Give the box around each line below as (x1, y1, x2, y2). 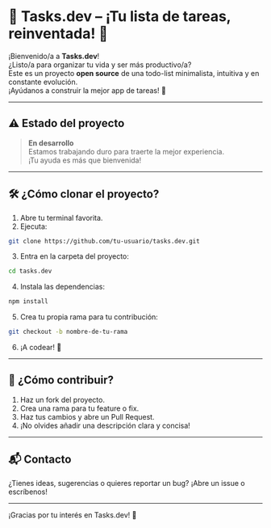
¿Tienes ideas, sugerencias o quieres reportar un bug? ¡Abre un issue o (8, 478, 245, 488)
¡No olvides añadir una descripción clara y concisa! (19, 420, 191, 430)
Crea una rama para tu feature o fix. (19, 403, 140, 413)
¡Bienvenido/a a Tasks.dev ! (8, 51, 100, 61)
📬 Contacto (8, 453, 72, 467)
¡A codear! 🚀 (19, 343, 62, 353)
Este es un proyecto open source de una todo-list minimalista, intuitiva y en (8, 68, 260, 78)
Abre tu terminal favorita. (19, 213, 103, 222)
